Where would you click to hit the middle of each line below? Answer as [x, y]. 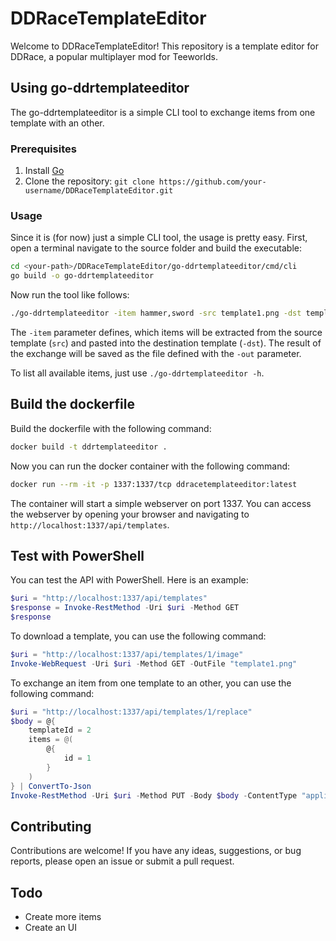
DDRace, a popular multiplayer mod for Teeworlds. [114, 56]
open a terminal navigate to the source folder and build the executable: [156, 248]
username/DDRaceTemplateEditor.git [99, 191]
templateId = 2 [60, 730]
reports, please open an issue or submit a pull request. [122, 861]
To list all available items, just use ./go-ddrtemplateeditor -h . [137, 373]
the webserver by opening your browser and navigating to [130, 514]
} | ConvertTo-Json [51, 786]
